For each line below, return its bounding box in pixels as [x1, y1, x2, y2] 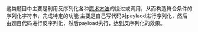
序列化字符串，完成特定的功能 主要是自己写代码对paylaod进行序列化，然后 [6, 12, 188, 19]
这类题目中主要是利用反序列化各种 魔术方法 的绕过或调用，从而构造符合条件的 [6, 5, 193, 12]
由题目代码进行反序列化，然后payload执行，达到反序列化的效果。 [6, 20, 165, 26]
